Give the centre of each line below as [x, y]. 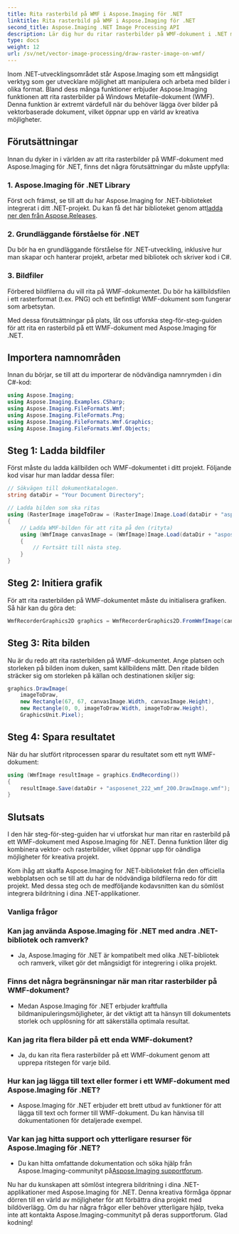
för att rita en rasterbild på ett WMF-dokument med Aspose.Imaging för [112, 328]
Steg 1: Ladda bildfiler [56, 451]
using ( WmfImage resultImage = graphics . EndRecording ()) [94, 775]
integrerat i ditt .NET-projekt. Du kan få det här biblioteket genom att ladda [115, 208]
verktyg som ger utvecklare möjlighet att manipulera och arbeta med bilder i [119, 81]
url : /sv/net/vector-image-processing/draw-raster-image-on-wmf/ [106, 54]
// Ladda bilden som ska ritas [54, 508]
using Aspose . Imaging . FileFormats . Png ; [67, 415]
